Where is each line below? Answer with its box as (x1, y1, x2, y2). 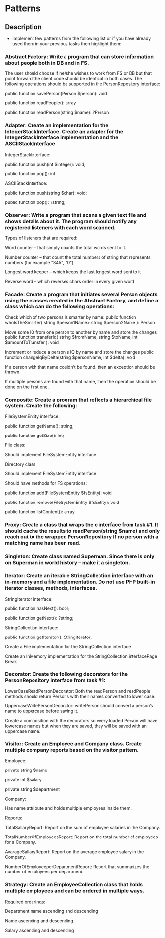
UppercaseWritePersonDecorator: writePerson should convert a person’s (5, 703, 153, 708)
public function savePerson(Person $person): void (5, 91, 107, 97)
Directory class (5, 461, 36, 467)
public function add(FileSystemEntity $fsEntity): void (5, 490, 112, 496)
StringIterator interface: (5, 596, 53, 602)
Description (5, 23, 42, 31)
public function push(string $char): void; (5, 190, 87, 196)
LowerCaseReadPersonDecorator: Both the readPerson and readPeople (5, 688, 151, 694)
